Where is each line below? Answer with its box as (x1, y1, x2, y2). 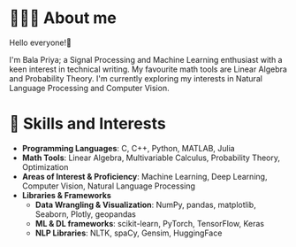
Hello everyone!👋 (9, 37, 72, 48)
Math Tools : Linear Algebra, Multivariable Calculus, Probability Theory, (21, 152, 281, 163)
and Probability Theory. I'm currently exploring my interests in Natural (9, 73, 263, 83)
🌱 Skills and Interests (9, 114, 166, 134)
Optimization (21, 161, 69, 172)
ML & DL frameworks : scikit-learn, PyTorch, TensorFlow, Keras (34, 218, 265, 228)
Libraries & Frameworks (21, 189, 112, 200)
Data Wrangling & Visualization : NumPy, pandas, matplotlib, (34, 199, 256, 210)
